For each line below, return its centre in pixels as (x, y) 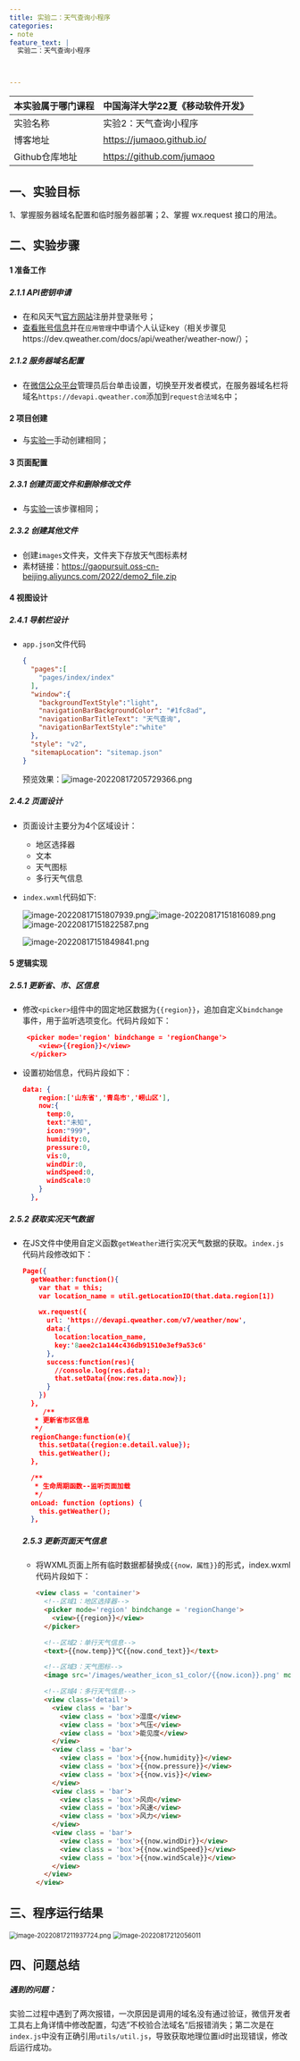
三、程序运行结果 (56, 1913)
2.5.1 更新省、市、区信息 (54, 985)
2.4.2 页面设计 (36, 801)
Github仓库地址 (46, 157)
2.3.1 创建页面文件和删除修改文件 (70, 485)
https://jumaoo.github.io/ (155, 139)
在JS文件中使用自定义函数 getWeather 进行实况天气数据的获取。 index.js (153, 1243)
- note (21, 34)
